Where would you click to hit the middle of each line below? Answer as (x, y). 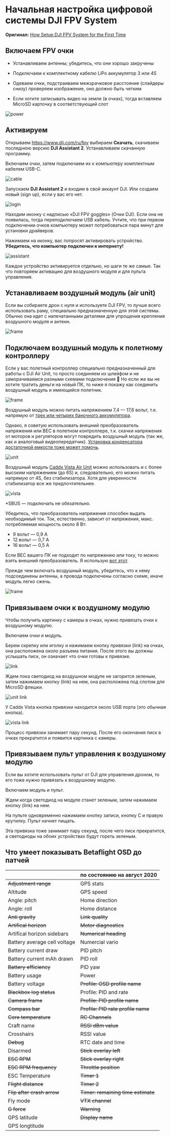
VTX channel (96, 1101)
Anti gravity (22, 917)
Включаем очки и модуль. (34, 635)
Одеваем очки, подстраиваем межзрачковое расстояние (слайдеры (88, 83)
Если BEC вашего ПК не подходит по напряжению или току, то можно (82, 555)
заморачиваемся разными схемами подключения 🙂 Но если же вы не (83, 379)
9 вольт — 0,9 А (30, 534)
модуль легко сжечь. (28, 581)
